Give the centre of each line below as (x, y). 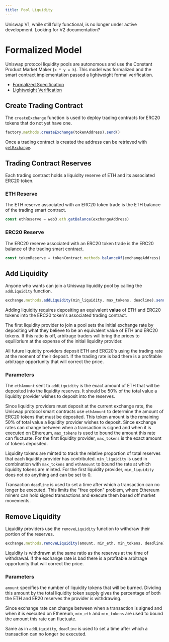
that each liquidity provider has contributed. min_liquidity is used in (76, 459)
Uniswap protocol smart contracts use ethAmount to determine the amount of (84, 412)
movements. (18, 501)
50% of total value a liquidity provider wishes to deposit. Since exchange (81, 422)
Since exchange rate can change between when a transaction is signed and (84, 608)
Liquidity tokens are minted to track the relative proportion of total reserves (83, 453)
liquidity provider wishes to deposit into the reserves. (60, 396)
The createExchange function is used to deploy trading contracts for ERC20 (83, 118)
